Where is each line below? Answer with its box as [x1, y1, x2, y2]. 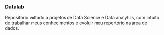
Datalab [5, 3, 25, 10]
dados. [5, 25, 19, 31]
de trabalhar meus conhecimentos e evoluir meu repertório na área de [5, 20, 148, 26]
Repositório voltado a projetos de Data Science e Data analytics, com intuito [5, 15, 159, 21]
